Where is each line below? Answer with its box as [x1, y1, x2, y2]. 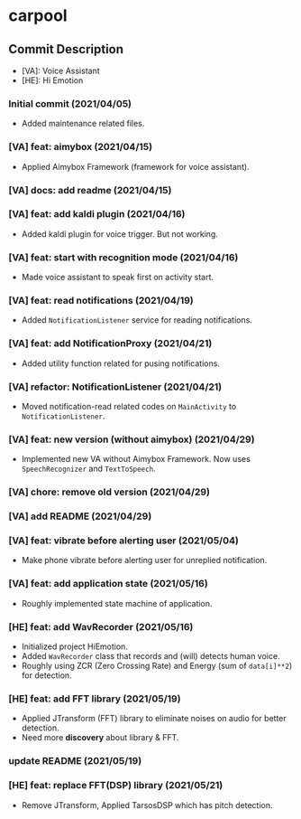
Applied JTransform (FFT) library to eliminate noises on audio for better [21, 713, 287, 724]
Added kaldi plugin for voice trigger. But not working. [21, 228, 218, 240]
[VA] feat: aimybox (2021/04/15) [8, 141, 153, 154]
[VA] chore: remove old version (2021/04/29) [8, 485, 211, 498]
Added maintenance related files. [21, 118, 145, 129]
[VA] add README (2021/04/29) [8, 510, 152, 522]
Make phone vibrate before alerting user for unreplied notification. [21, 555, 268, 566]
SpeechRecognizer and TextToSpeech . [21, 463, 156, 475]
